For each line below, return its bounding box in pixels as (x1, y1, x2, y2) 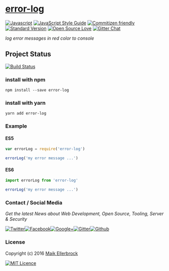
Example (5, 123, 27, 130)
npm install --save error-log (5, 87, 70, 93)
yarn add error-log (5, 111, 47, 116)
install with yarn (5, 99, 46, 106)
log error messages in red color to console (5, 35, 94, 41)
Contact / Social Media (5, 199, 62, 206)
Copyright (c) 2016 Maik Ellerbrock (5, 250, 78, 256)
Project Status (5, 50, 52, 58)
